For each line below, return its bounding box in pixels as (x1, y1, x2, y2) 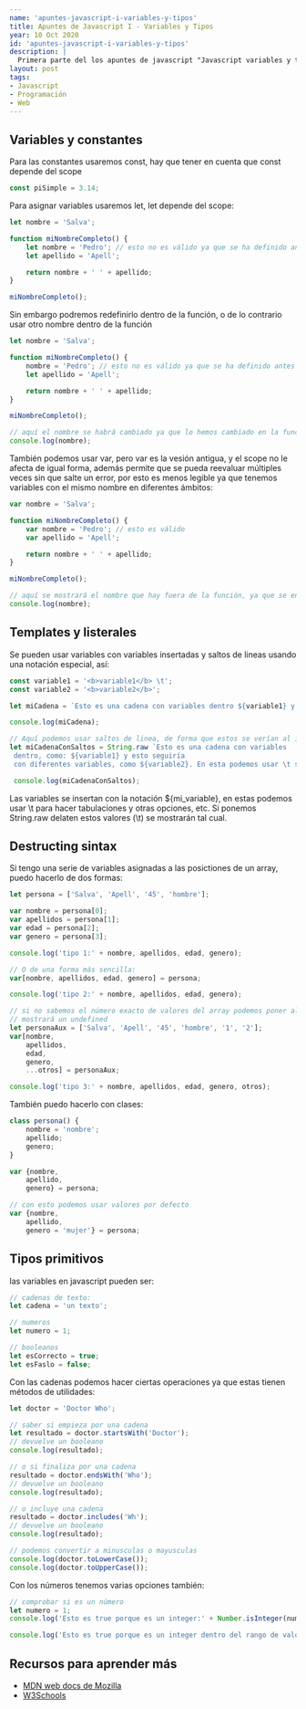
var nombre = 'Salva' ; (9, 499, 96, 509)
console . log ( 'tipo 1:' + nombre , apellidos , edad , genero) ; (9, 949, 243, 958)
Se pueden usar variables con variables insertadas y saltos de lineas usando (9, 649, 297, 660)
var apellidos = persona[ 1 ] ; (9, 915, 120, 925)
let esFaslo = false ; (9, 1359, 92, 1369)
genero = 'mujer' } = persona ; (25, 1225, 141, 1235)
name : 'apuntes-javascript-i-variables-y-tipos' (9, 13, 198, 23)
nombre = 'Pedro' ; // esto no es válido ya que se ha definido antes (25, 362, 296, 371)
